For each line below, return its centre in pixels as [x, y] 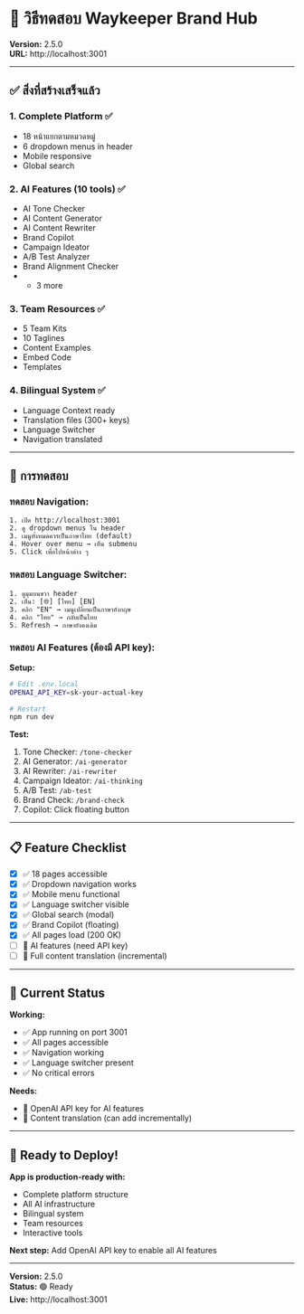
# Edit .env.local [44, 684]
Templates [42, 367]
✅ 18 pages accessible [65, 874]
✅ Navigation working [63, 1053]
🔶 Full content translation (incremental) [95, 955]
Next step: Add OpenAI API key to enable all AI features [113, 1251]
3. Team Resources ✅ [57, 308]
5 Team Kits [45, 328]
